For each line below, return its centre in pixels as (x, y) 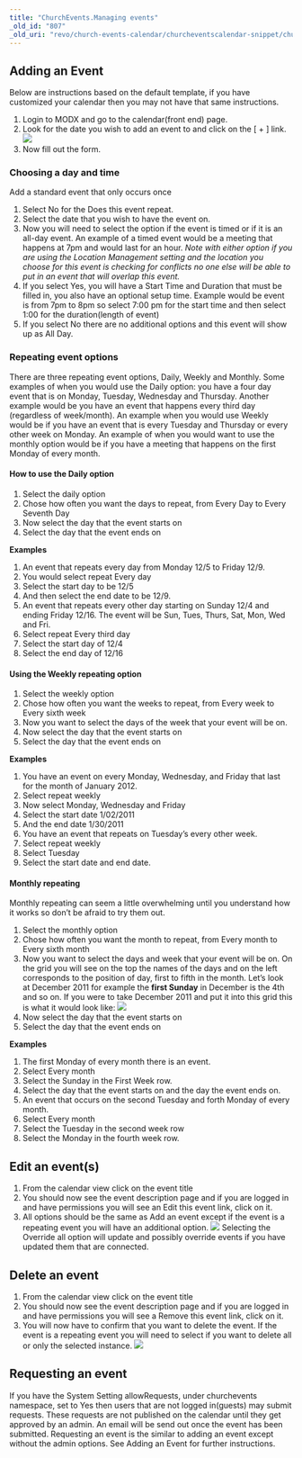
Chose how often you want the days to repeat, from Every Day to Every (154, 503)
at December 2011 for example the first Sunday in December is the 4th (153, 987)
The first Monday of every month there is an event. (116, 1062)
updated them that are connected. (85, 1246)
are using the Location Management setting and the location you (142, 257)
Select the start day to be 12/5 (78, 586)
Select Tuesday (51, 853)
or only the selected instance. (77, 1345)
